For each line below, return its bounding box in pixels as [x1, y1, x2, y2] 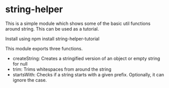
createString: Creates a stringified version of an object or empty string [12, 55, 160, 62]
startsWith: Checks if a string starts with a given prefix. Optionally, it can [12, 71, 164, 77]
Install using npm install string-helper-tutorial [5, 36, 100, 42]
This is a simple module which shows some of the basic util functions [5, 20, 151, 26]
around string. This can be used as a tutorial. [5, 25, 99, 32]
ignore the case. [12, 77, 47, 83]
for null [12, 61, 28, 67]
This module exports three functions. [5, 45, 83, 51]
